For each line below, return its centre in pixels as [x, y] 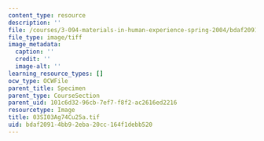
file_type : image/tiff [45, 37]
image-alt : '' [38, 67]
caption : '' [35, 52]
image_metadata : [35, 45]
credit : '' [33, 60]
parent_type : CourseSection [54, 96]
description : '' [35, 23]
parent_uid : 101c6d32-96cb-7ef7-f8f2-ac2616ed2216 [93, 103]
